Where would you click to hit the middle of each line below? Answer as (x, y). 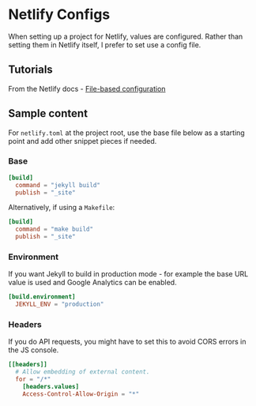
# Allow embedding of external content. (83, 372)
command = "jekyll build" (58, 185)
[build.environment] (42, 297)
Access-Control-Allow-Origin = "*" (81, 394)
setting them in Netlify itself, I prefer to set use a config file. (105, 44)
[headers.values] (51, 387)
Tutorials (30, 70)
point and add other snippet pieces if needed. (83, 141)
